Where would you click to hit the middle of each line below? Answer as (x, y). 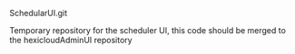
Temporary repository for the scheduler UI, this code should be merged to (147, 30)
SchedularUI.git (39, 13)
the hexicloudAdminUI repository (71, 40)
